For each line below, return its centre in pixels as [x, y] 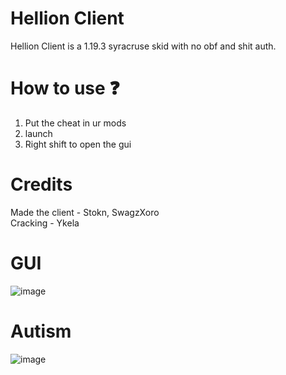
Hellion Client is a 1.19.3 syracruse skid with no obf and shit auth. [143, 46]
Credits [41, 184]
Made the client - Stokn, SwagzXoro [85, 212]
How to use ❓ [65, 88]
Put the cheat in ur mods [75, 123]
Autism [41, 331]
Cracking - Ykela [45, 223]
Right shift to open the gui [78, 144]
